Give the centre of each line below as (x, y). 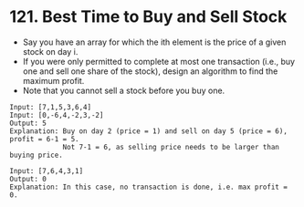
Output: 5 (28, 123)
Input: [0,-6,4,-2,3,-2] (57, 115)
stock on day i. (50, 51)
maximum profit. (53, 80)
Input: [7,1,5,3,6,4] (51, 107)
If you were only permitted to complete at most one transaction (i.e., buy (158, 61)
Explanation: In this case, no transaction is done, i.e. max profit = (148, 187)
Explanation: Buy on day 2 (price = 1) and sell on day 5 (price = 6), (148, 131)
